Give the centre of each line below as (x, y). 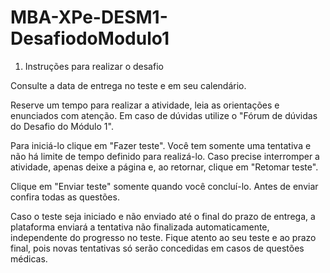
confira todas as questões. (65, 197)
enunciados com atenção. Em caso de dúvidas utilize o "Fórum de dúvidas (164, 115)
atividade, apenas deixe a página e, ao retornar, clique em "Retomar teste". (164, 167)
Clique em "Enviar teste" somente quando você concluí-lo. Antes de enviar (164, 186)
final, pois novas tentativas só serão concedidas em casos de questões (157, 248)
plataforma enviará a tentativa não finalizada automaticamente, (140, 227)
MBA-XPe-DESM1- (89, 17)
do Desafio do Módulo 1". (62, 126)
